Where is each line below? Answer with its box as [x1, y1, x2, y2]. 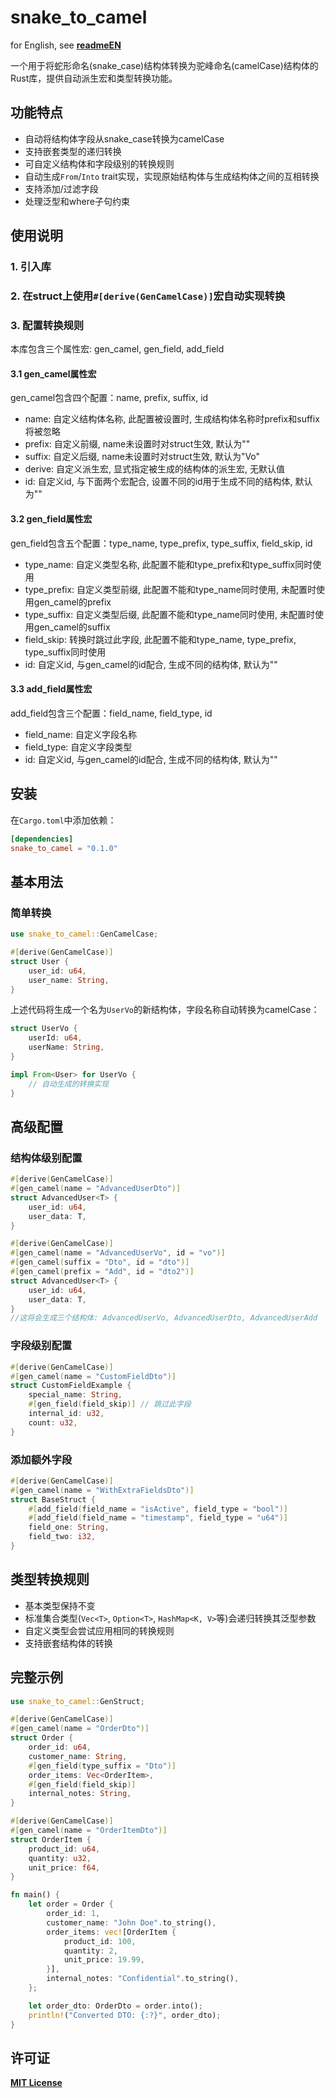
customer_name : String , [28, 1751, 128, 1761]
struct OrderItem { [10, 1834, 92, 1845]
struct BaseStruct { [10, 1494, 97, 1505]
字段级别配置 [10, 1339, 73, 1353]
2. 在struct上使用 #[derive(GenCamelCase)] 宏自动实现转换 [10, 289, 286, 303]
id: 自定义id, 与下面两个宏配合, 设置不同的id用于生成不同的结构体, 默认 [24, 476, 313, 488]
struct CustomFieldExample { [10, 1381, 132, 1391]
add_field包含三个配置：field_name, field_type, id [10, 707, 213, 719]
